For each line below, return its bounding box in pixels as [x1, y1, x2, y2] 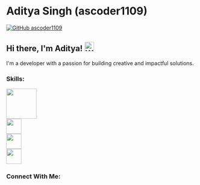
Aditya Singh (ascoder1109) [6, 4, 148, 18]
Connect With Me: [6, 172, 61, 180]
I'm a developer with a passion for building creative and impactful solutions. [6, 59, 194, 67]
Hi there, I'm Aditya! [6, 43, 83, 54]
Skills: [6, 74, 25, 83]
